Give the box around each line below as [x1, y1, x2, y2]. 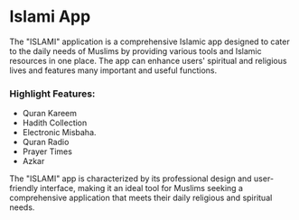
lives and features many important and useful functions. [9, 65, 218, 76]
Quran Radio [22, 137, 70, 148]
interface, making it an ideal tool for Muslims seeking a [40, 183, 244, 194]
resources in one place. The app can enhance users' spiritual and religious [9, 55, 287, 66]
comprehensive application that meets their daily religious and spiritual [9, 192, 273, 204]
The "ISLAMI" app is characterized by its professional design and [9, 173, 252, 184]
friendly [9, 183, 39, 194]
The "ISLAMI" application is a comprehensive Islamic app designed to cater [9, 36, 291, 47]
